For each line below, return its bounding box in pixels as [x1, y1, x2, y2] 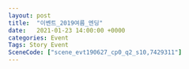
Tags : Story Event [8, 41, 69, 49]
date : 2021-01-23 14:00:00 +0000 [8, 26, 126, 34]
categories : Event [8, 33, 69, 42]
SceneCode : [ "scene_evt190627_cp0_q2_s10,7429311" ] [8, 48, 182, 56]
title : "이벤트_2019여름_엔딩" [8, 19, 104, 27]
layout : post [8, 11, 51, 20]
